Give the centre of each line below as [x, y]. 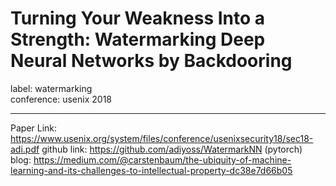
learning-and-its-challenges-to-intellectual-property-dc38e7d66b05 [151, 170]
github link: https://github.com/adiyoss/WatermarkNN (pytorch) [172, 149]
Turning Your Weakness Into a [138, 18]
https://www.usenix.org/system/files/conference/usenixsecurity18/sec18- [162, 138]
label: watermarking [51, 88]
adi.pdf [25, 149]
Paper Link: [34, 128]
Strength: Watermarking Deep [138, 39]
